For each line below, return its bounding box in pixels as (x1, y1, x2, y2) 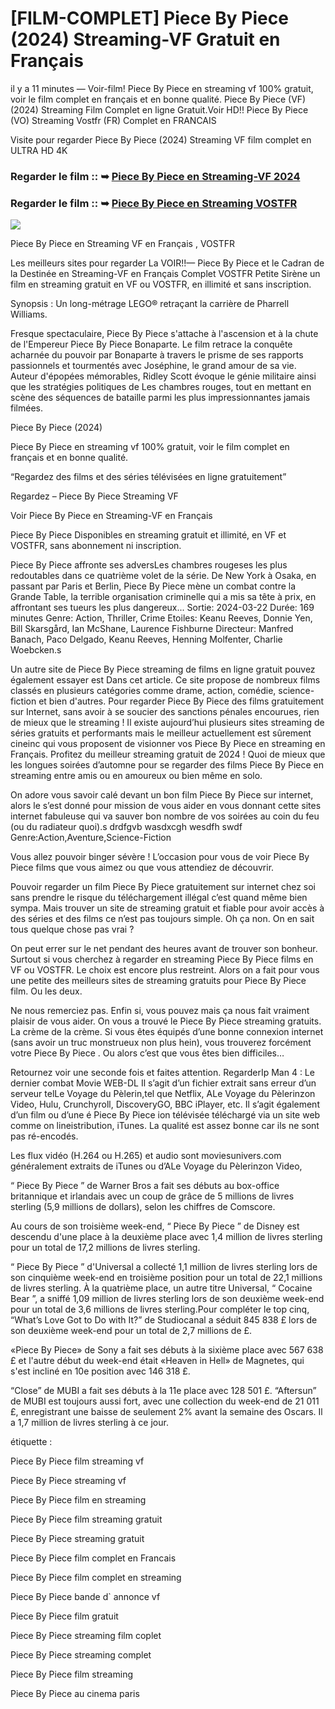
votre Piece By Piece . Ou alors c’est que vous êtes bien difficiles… (10, 1047, 285, 1059)
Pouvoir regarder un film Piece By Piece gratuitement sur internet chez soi (10, 881, 317, 893)
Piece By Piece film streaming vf (10, 1455, 145, 1467)
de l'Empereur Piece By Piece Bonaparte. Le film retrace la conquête (10, 338, 293, 351)
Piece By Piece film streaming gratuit (10, 1513, 163, 1526)
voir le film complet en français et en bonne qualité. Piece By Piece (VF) (10, 93, 307, 105)
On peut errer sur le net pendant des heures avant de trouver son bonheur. (10, 943, 318, 955)
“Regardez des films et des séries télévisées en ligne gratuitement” (10, 471, 287, 483)
